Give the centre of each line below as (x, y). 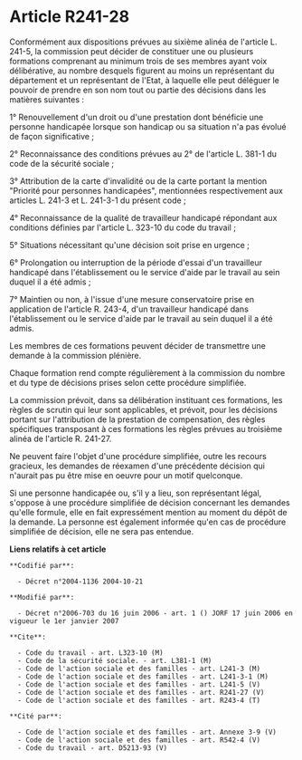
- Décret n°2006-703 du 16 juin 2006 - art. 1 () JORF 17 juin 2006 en (156, 613)
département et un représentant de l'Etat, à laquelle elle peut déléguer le (145, 80)
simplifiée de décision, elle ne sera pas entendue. (102, 531)
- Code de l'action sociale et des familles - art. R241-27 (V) (141, 692)
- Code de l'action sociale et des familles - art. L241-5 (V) (139, 684)
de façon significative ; (52, 136)
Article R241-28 (69, 17)
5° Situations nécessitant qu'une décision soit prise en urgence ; (130, 245)
